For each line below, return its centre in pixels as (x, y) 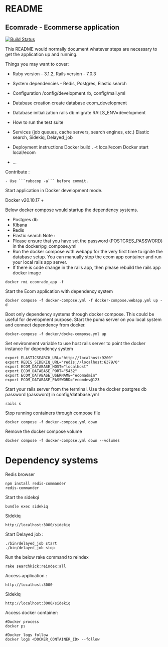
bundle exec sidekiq (27, 506)
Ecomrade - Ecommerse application (62, 27)
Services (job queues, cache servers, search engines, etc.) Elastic (81, 132)
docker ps (16, 626)
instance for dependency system (39, 349)
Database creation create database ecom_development (69, 103)
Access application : (26, 575)
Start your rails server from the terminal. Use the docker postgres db (76, 389)
